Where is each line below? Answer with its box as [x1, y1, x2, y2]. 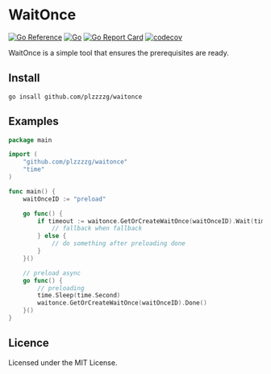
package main [8, 135, 52, 144]
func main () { [8, 187, 56, 195]
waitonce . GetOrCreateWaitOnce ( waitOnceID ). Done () [37, 299, 207, 307]
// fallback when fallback [51, 224, 143, 233]
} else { [37, 232, 67, 240]
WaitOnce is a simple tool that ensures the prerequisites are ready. [8, 48, 230, 57]
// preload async [23, 268, 81, 277]
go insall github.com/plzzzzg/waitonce [8, 93, 143, 101]
